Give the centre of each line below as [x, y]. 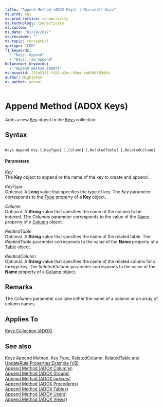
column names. [20, 304]
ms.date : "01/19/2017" [28, 32]
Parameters [17, 161]
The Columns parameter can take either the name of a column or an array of [81, 299]
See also [18, 346]
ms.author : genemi [24, 82]
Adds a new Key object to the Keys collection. [51, 119]
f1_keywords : [18, 50]
